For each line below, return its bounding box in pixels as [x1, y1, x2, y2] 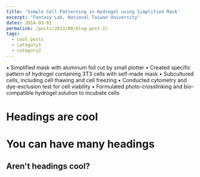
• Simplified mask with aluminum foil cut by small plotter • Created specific [6, 64, 191, 71]
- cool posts [11, 36, 44, 42]
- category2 [11, 48, 42, 54]
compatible [6, 89, 34, 96]
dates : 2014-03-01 [6, 20, 52, 26]
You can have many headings [6, 138, 155, 151]
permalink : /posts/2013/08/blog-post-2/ [6, 25, 109, 32]
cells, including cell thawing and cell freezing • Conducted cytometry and [6, 76, 187, 83]
